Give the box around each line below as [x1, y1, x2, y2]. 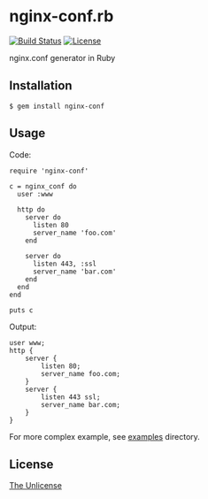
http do [17, 205, 46, 214]
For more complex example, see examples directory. [9, 431, 201, 441]
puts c [9, 305, 34, 315]
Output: [9, 321, 37, 332]
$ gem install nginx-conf [9, 102, 104, 111]
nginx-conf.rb [9, 6, 114, 27]
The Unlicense [9, 480, 62, 491]
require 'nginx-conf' [9, 166, 89, 175]
